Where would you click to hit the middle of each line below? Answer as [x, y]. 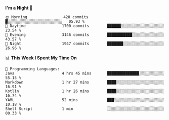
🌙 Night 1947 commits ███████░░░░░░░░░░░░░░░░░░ [85, 44]
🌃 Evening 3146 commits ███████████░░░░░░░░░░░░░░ [85, 35]
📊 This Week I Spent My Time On [41, 58]
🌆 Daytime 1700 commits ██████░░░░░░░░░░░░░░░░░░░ [85, 26]
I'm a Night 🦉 [19, 8]
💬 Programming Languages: [32, 69]
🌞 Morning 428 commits [47, 17]
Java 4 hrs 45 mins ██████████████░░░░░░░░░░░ [85, 73]
